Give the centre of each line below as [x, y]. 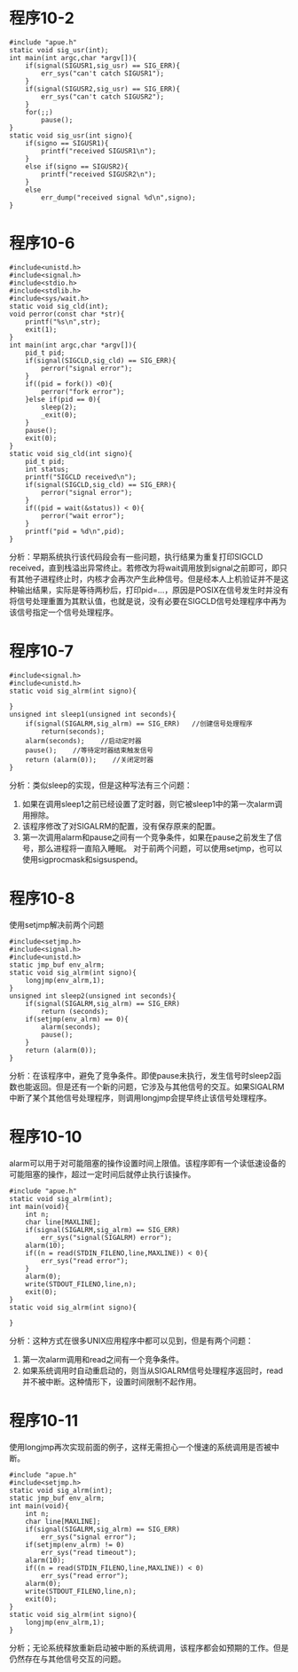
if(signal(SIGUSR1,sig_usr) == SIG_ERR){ [102, 66]
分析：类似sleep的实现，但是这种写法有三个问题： [101, 785]
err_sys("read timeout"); [89, 1552]
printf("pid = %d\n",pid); [75, 531]
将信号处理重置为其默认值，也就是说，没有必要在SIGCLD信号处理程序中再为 [148, 601]
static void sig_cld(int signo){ [71, 453]
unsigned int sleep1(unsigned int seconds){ [93, 714]
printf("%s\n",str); [63, 322]
